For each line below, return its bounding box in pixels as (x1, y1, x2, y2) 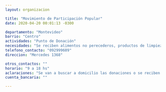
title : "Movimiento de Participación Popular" (5, 16, 103, 21)
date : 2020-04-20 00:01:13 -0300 (5, 21, 74, 26)
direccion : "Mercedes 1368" (5, 52, 63, 57)
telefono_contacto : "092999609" (5, 48, 72, 53)
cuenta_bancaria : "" (5, 75, 48, 80)
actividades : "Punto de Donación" (5, 39, 77, 44)
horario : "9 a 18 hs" (5, 66, 50, 71)
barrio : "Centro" (5, 34, 41, 39)
